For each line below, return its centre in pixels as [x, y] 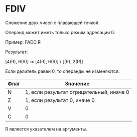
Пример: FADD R [23, 42]
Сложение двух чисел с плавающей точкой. [52, 23]
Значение [77, 83]
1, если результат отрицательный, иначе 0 [77, 92]
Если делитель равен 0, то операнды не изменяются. [62, 71]
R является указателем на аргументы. [46, 129]
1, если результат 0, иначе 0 [60, 100]
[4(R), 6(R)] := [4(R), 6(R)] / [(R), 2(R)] [44, 61]
